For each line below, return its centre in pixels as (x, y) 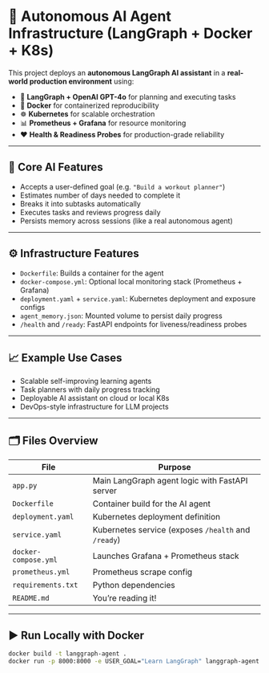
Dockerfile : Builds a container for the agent (92, 273)
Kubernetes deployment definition (157, 517)
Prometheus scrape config (143, 572)
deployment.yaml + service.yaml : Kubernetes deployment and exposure (138, 298)
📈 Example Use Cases (65, 358)
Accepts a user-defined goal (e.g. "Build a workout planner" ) (122, 186)
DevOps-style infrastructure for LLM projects (94, 407)
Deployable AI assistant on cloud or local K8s (94, 398)
